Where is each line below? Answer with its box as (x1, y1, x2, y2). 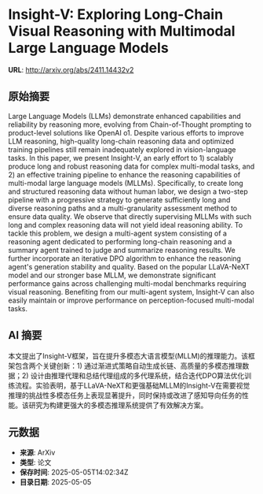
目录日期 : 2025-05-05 (19, 477, 92, 487)
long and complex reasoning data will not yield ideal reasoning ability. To (8, 220, 243, 229)
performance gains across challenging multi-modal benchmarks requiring (8, 278, 247, 288)
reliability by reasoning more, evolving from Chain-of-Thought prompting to (8, 120, 252, 129)
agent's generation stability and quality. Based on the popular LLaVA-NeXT (8, 262, 250, 271)
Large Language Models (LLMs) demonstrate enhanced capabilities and (8, 111, 241, 121)
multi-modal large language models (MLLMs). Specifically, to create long (8, 178, 243, 188)
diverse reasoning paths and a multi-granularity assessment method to (8, 203, 238, 213)
